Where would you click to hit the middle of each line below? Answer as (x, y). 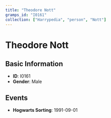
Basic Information (34, 64)
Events (17, 98)
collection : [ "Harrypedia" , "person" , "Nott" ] (56, 19)
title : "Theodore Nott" (31, 10)
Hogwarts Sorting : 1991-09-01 (45, 110)
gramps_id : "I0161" (26, 15)
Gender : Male (27, 82)
